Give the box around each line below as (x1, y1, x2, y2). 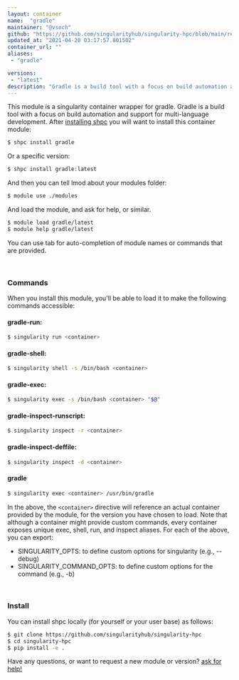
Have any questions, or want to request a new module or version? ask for (7, 657, 222, 666)
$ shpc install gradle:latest (7, 165, 97, 173)
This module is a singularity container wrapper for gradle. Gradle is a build (7, 103, 225, 111)
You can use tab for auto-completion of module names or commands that (7, 238, 223, 247)
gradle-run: (7, 318, 43, 326)
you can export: (7, 532, 53, 542)
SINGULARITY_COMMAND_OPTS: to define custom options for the (17, 562, 213, 570)
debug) (17, 554, 40, 563)
